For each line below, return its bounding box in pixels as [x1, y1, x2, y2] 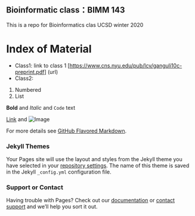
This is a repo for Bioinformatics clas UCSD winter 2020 [6, 21, 144, 28]
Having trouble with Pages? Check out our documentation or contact [6, 197, 175, 204]
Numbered [14, 86, 42, 93]
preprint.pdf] [14, 68, 47, 75]
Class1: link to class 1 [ [14, 61, 70, 69]
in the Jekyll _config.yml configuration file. [6, 168, 112, 175]
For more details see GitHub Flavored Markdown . [6, 127, 127, 134]
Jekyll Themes [6, 142, 50, 150]
